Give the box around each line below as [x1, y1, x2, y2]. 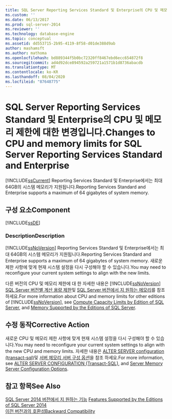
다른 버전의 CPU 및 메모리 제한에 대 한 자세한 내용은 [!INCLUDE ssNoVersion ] [5, 280, 161, 287]
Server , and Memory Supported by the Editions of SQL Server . [5, 304, 137, 311]
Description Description [5, 232, 65, 239]
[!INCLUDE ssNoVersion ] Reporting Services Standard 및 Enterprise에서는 [5, 244, 159, 251]
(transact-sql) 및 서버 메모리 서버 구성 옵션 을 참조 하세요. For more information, [5, 354, 164, 360]
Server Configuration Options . [5, 366, 69, 372]
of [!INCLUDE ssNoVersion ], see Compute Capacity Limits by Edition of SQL [5, 299, 164, 305]
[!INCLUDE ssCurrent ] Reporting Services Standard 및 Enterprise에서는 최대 [5, 177, 163, 183]
